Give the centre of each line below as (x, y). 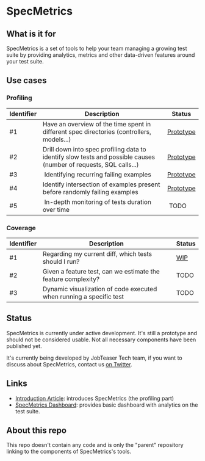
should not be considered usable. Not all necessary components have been (101, 339)
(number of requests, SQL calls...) (91, 164)
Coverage (21, 228)
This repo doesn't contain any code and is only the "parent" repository (95, 445)
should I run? (61, 261)
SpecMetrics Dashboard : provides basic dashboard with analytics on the (106, 405)
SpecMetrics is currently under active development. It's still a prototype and (102, 333)
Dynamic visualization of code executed (100, 289)
